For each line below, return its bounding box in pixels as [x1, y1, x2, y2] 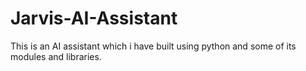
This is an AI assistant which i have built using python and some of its [10, 40, 297, 52]
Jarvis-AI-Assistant [10, 7, 178, 30]
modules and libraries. [10, 50, 102, 62]
